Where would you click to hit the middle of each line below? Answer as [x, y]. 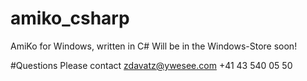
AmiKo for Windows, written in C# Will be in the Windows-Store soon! [154, 46]
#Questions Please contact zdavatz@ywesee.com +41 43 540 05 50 [151, 65]
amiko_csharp [70, 18]
